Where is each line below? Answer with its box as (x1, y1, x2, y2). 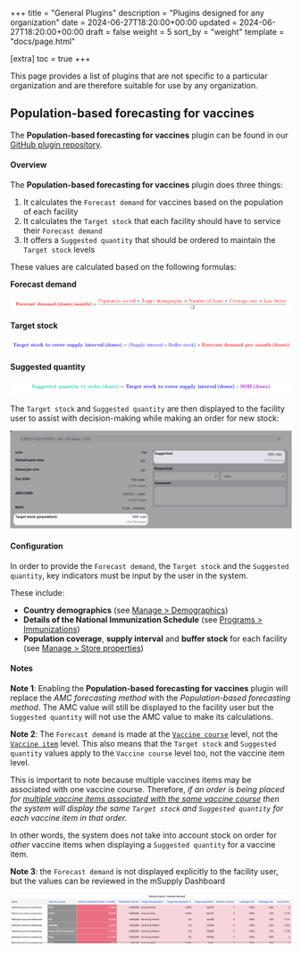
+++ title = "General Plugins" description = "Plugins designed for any (10, 8, 264, 18)
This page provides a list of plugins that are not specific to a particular (10, 71, 269, 81)
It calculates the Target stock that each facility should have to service (22, 216, 281, 227)
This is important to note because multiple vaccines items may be (10, 774, 252, 785)
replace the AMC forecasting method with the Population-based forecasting (10, 692, 291, 703)
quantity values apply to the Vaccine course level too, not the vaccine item (10, 748, 285, 758)
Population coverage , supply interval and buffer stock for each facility (22, 633, 288, 644)
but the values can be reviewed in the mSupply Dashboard (10, 875, 226, 886)
